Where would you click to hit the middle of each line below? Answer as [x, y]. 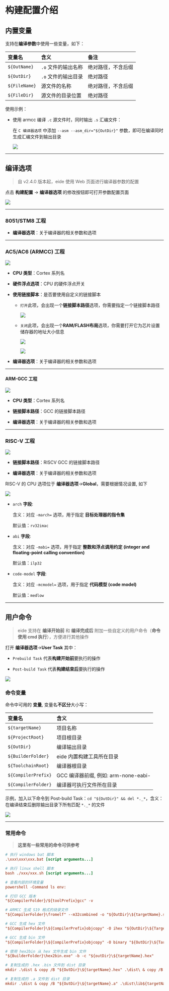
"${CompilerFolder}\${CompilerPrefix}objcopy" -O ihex [64, 928]
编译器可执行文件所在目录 [87, 785]
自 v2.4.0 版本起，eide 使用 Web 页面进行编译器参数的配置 [78, 181]
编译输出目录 [72, 747]
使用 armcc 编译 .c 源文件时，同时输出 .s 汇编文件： [67, 120]
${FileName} [22, 86]
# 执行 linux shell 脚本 [30, 869]
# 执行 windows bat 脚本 [30, 855]
